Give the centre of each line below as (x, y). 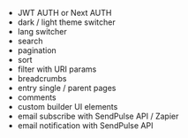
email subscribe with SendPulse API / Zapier (98, 116)
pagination (37, 50)
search (30, 41)
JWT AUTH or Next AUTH (64, 13)
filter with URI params (57, 69)
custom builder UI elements (68, 107)
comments (37, 97)
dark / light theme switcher (67, 22)
